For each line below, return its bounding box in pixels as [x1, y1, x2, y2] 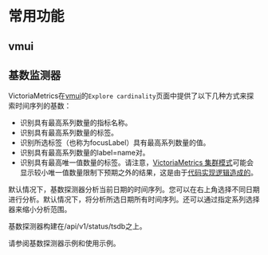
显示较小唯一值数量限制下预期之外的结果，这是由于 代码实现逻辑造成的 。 [19, 168, 258, 178]
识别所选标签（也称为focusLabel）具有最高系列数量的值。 [19, 138, 211, 147]
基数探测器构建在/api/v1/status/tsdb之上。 [8, 222, 147, 231]
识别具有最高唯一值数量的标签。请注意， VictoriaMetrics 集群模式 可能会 [19, 158, 254, 167]
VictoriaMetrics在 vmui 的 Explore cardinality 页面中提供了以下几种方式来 [8, 91, 247, 100]
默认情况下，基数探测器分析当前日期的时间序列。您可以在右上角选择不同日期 [8, 185, 260, 194]
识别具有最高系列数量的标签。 [19, 128, 118, 138]
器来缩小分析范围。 [8, 205, 72, 214]
